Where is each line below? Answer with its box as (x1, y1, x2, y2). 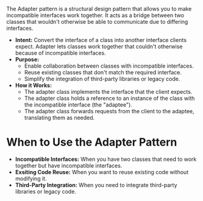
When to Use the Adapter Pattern (6, 135, 177, 149)
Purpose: (15, 56, 40, 63)
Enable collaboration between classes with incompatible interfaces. (24, 62, 194, 69)
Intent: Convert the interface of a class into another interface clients (15, 37, 187, 43)
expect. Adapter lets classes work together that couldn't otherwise (15, 43, 183, 50)
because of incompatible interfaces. (15, 49, 106, 57)
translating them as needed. (24, 114, 95, 121)
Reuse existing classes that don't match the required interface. (24, 69, 182, 76)
